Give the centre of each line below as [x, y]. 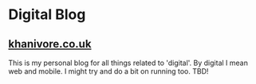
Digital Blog [47, 15]
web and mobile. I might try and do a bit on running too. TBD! [108, 71]
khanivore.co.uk [50, 44]
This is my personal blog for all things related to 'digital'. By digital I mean [128, 63]
